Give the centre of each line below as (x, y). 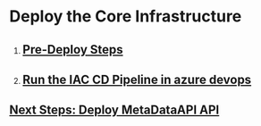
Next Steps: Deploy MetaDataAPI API (114, 110)
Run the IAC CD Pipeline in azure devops (137, 79)
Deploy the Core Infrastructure (126, 17)
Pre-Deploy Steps (72, 50)
